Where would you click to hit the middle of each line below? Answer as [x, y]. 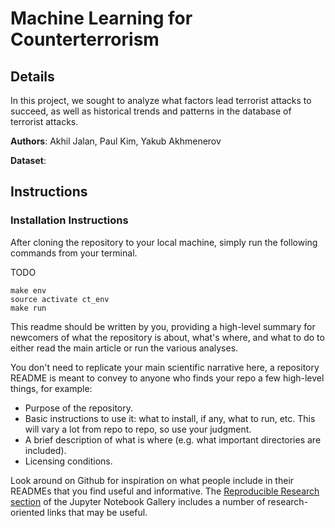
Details [32, 76]
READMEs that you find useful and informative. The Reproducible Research [165, 491]
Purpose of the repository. [78, 408]
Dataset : [28, 160]
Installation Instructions [69, 220]
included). [45, 450]
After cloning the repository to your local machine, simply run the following [164, 242]
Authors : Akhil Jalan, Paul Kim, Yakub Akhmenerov [116, 141]
